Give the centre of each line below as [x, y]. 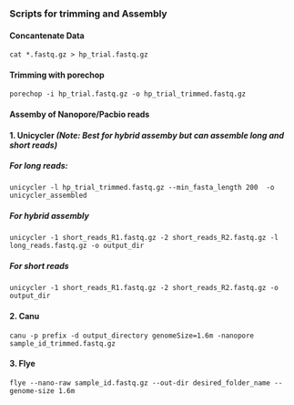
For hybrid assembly [49, 216]
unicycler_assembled [49, 196]
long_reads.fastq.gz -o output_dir [77, 246]
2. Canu [25, 317]
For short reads [40, 266]
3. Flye [22, 364]
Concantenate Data [47, 36]
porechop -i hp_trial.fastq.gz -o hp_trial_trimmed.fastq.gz [128, 94]
